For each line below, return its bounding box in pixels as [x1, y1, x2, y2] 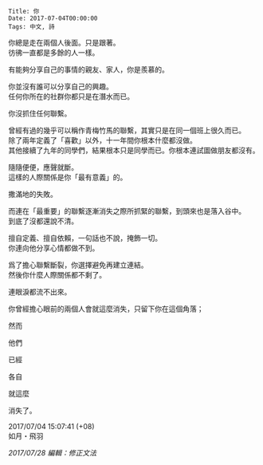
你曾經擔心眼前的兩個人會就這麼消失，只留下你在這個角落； [8, 304, 204, 313]
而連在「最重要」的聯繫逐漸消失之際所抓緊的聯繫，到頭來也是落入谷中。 [8, 207, 245, 215]
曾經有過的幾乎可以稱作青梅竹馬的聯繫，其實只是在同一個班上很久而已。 [8, 126, 245, 135]
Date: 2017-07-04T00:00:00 [8, 14, 98, 22]
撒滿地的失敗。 [8, 190, 57, 199]
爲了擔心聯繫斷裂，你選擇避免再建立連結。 [8, 260, 148, 270]
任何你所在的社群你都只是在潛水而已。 [8, 92, 134, 101]
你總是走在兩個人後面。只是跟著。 [8, 38, 120, 47]
